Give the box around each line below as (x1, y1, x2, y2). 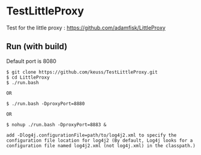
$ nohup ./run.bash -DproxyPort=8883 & (6, 121, 107, 127)
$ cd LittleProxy (6, 74, 50, 81)
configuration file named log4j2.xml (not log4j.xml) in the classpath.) (6, 142, 196, 148)
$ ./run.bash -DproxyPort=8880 (6, 100, 85, 106)
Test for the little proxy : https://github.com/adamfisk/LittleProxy (6, 24, 166, 31)
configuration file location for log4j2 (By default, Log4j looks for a (6, 137, 193, 144)
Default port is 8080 (6, 57, 57, 64)
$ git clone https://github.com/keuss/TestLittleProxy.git (6, 69, 158, 75)
